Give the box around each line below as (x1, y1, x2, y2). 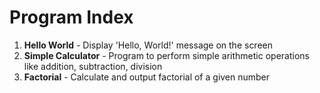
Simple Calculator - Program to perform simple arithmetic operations (23, 49, 310, 61)
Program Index (9, 6, 134, 29)
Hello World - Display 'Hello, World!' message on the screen (23, 39, 274, 51)
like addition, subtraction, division (23, 60, 163, 72)
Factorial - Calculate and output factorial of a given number (23, 71, 271, 83)
